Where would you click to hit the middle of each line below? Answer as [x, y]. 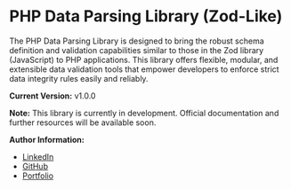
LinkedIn [38, 156]
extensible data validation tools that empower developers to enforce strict [144, 69]
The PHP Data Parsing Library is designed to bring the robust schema [137, 41]
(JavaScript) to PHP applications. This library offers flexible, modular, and [144, 59]
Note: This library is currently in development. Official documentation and [144, 113]
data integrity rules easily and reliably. [79, 78]
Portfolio [38, 176]
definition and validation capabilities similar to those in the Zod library [137, 50]
